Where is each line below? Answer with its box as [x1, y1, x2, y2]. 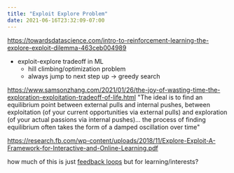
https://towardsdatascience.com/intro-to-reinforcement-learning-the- [7, 36, 209, 44]
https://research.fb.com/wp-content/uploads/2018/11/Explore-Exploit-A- [7, 136, 216, 144]
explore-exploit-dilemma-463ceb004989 [7, 43, 127, 52]
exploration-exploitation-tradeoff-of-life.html [7, 92, 137, 102]
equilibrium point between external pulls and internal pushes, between [7, 100, 210, 109]
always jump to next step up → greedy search [27, 71, 160, 81]
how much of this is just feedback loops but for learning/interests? [7, 157, 199, 165]
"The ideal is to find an [137, 92, 203, 102]
